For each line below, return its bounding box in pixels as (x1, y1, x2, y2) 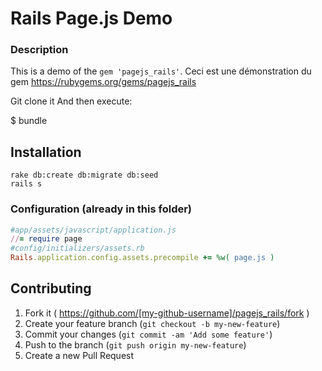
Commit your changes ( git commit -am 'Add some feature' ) (24, 328, 273, 340)
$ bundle (10, 115, 48, 127)
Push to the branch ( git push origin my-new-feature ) (24, 338, 247, 351)
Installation (10, 143, 82, 161)
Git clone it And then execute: (10, 95, 133, 107)
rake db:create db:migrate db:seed (10, 170, 159, 181)
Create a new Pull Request (24, 349, 135, 361)
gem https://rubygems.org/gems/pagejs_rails (10, 76, 197, 88)
